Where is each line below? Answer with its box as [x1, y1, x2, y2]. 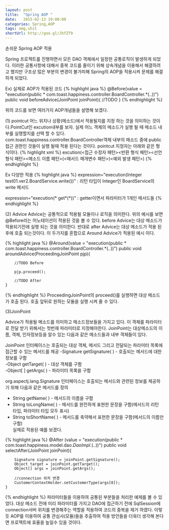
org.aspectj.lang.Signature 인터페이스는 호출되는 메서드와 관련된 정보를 [5, 378, 147, 384]
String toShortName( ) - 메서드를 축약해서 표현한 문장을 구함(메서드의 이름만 [12, 414, 164, 420]
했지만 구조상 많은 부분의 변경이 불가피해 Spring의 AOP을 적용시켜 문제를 [10, 69, 154, 75]
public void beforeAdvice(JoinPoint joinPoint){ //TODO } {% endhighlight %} [5, 97, 163, 102]
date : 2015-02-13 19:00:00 [5, 17, 66, 22]
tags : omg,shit [5, 26, 37, 31]
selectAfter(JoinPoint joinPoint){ [5, 447, 72, 453]
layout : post [5, 7, 33, 13]
